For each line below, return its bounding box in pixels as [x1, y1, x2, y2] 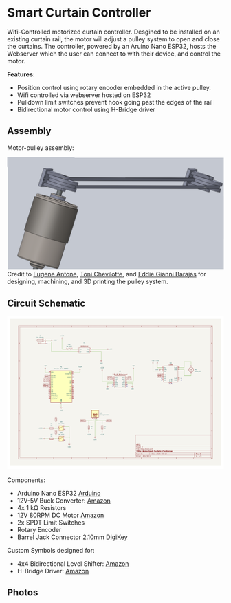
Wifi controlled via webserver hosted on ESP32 [16, 91, 151, 99]
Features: [7, 70, 36, 78]
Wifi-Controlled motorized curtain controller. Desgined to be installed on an [7, 28, 220, 36]
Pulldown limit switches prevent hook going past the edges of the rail [16, 98, 213, 106]
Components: [7, 476, 46, 484]
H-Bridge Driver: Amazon [16, 567, 89, 575]
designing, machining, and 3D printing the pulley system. [7, 277, 168, 286]
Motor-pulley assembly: [7, 143, 74, 152]
